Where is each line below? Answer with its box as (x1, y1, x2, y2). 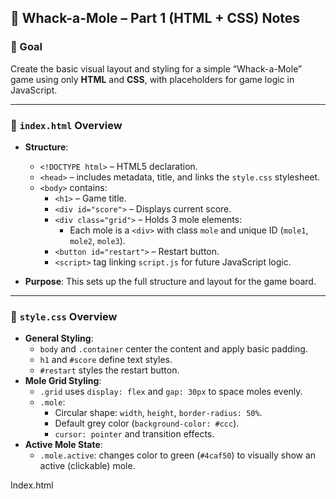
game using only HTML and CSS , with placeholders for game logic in (10, 73, 295, 85)
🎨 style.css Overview (10, 309, 118, 323)
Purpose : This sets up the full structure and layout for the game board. (24, 275, 317, 287)
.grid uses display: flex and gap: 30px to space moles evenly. (39, 386, 303, 398)
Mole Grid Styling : (24, 375, 102, 387)
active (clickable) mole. (39, 460, 136, 472)
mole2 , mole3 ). (69, 234, 126, 246)
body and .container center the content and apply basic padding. (39, 343, 308, 355)
